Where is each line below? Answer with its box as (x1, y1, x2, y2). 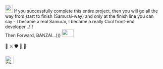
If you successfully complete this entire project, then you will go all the (14, 8, 158, 14)
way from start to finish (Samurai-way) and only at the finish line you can (5, 13, 154, 19)
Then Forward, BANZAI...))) (5, 33, 61, 38)
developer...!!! (5, 24, 33, 30)
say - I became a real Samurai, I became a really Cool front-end (5, 19, 135, 24)
